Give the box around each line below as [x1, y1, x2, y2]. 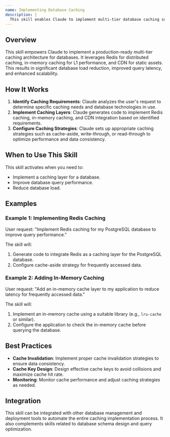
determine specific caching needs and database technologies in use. [12, 104, 157, 110]
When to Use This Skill [5, 151, 77, 159]
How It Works [5, 85, 49, 94]
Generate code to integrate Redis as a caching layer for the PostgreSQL [12, 251, 162, 257]
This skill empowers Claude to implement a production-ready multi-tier [5, 49, 153, 55]
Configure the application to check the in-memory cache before [12, 322, 146, 328]
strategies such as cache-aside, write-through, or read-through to [12, 131, 151, 137]
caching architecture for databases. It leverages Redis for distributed [5, 54, 149, 61]
